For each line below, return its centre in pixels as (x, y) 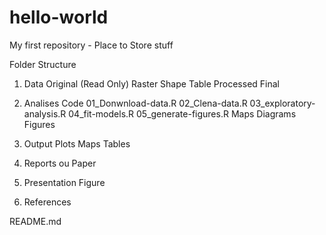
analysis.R (45, 113)
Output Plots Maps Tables (77, 143)
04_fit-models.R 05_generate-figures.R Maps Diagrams (182, 113)
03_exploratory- (282, 103)
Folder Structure (43, 64)
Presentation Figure (64, 182)
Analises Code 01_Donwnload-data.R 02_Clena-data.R (135, 103)
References (47, 202)
